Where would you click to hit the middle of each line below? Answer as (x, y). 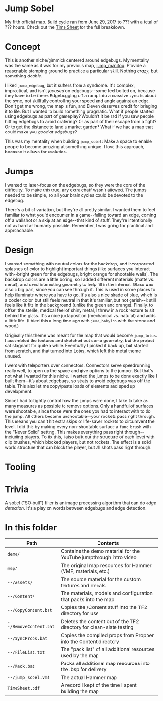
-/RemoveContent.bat (31, 627)
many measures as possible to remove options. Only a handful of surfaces (79, 406)
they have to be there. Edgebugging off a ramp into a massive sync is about (81, 95)
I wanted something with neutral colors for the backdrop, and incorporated (80, 264)
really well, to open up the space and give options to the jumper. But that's (79, 370)
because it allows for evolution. (36, 152)
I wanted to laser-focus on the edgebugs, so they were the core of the (75, 185)
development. (19, 391)
